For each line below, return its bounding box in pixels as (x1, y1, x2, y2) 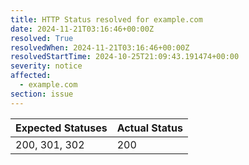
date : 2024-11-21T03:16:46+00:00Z (10, 24, 155, 34)
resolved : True (10, 33, 74, 43)
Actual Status (116, 121, 183, 135)
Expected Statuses (15, 121, 108, 135)
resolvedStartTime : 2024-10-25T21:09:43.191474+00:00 (10, 52, 240, 62)
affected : (10, 71, 52, 81)
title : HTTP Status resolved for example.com (10, 14, 203, 25)
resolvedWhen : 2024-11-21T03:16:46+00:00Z (10, 42, 190, 53)
